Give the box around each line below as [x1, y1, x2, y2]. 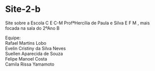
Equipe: [5, 35, 21, 41]
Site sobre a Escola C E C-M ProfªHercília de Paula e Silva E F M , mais [5, 20, 150, 26]
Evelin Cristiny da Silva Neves [5, 45, 66, 51]
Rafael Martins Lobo [5, 40, 46, 46]
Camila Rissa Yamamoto [5, 61, 55, 67]
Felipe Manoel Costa [5, 56, 47, 62]
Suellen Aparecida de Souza [5, 51, 63, 57]
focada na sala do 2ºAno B [5, 25, 60, 31]
